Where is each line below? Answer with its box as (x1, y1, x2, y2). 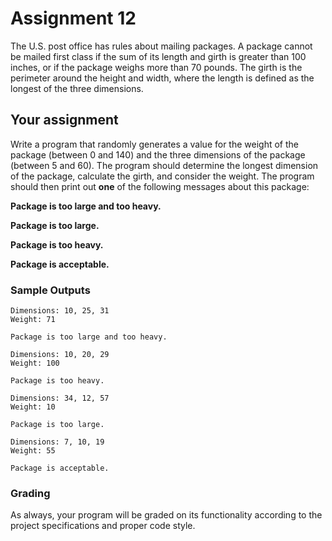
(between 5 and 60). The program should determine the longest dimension (10, 159, 319, 171)
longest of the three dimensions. (10, 82, 144, 94)
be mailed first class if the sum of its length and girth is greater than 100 (10, 50, 307, 62)
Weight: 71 (10, 315, 56, 325)
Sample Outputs (10, 283, 91, 297)
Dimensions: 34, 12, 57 (10, 393, 110, 404)
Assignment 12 (10, 7, 137, 30)
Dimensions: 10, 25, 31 (10, 306, 110, 316)
